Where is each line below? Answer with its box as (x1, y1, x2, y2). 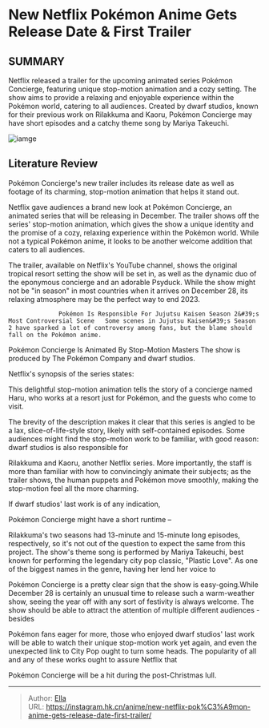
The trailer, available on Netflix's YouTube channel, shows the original (8, 260, 238, 270)
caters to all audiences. (8, 244, 86, 254)
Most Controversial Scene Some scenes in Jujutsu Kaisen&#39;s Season (8, 316, 256, 325)
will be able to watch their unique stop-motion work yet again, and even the (8, 638, 258, 647)
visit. (8, 401, 24, 411)
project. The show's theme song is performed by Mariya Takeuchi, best (8, 547, 244, 557)
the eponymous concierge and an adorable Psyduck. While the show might (8, 277, 256, 287)
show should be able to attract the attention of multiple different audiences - (8, 605, 260, 614)
